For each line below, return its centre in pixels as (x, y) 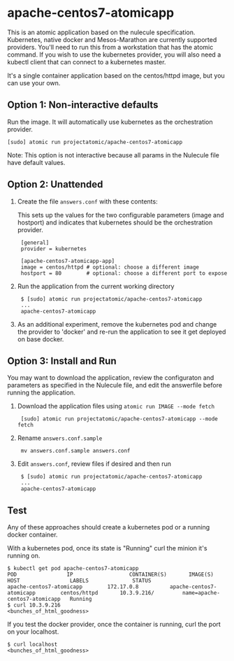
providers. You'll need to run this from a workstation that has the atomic (110, 47)
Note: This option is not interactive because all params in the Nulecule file (114, 155)
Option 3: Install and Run (62, 361)
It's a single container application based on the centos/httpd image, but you (116, 76)
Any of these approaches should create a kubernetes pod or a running (109, 527)
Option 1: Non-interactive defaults (83, 105)
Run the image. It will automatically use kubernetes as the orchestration (110, 122)
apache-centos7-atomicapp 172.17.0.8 (73, 587)
